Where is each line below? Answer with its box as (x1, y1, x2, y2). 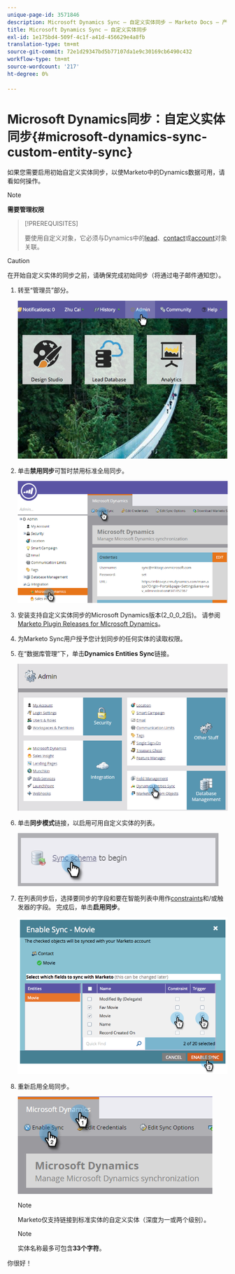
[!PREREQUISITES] (24, 220, 78, 228)
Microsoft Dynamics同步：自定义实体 (7, 111, 225, 127)
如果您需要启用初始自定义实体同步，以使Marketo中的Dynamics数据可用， (7, 168, 219, 177)
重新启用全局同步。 (17, 1082, 73, 1090)
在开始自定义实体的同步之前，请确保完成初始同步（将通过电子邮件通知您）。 (7, 271, 225, 280)
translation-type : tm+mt (7, 41, 80, 48)
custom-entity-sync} (7, 144, 133, 160)
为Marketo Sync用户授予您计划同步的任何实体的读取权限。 (17, 634, 187, 643)
